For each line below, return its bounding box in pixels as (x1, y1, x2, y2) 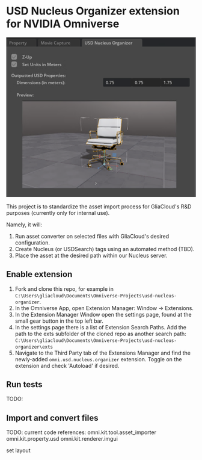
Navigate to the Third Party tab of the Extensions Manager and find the (14, 349, 191, 356)
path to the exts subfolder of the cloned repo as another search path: (14, 330, 186, 337)
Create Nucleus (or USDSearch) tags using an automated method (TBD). (14, 245, 195, 252)
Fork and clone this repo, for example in (14, 285, 114, 293)
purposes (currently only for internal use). (6, 209, 110, 216)
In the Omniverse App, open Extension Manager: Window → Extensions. (14, 304, 194, 311)
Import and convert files (6, 412, 99, 423)
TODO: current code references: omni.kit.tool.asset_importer (6, 429, 156, 436)
